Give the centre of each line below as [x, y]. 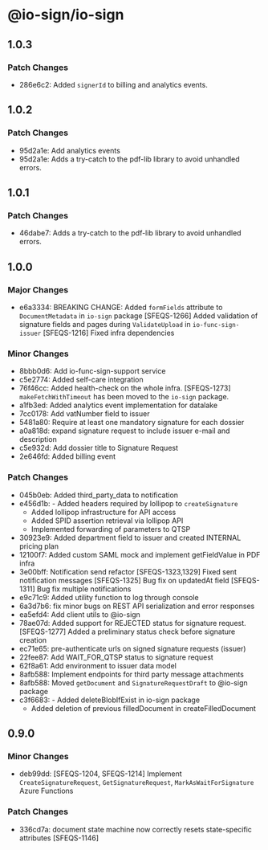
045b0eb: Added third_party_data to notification [98, 495]
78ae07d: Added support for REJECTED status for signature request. [132, 623]
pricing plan [39, 546]
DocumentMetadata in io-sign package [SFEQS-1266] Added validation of [138, 316]
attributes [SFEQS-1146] [59, 838]
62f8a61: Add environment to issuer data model [98, 665]
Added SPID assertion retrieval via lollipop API [107, 521]
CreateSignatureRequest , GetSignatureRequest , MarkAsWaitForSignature [136, 783]
